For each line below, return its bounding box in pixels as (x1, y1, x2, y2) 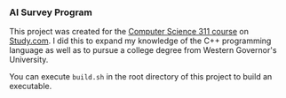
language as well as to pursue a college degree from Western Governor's (9, 45, 277, 56)
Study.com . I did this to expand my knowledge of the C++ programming (9, 35, 272, 46)
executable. (9, 81, 52, 92)
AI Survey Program (9, 6, 93, 19)
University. (9, 55, 49, 65)
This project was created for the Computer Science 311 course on (9, 26, 249, 37)
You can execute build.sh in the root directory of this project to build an (9, 72, 273, 82)
